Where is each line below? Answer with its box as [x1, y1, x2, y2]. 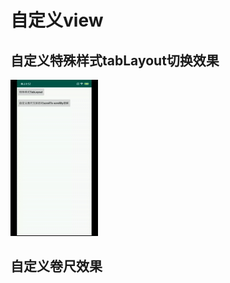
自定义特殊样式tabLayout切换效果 [10, 52, 220, 69]
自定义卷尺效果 [10, 258, 103, 275]
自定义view [10, 9, 104, 32]
